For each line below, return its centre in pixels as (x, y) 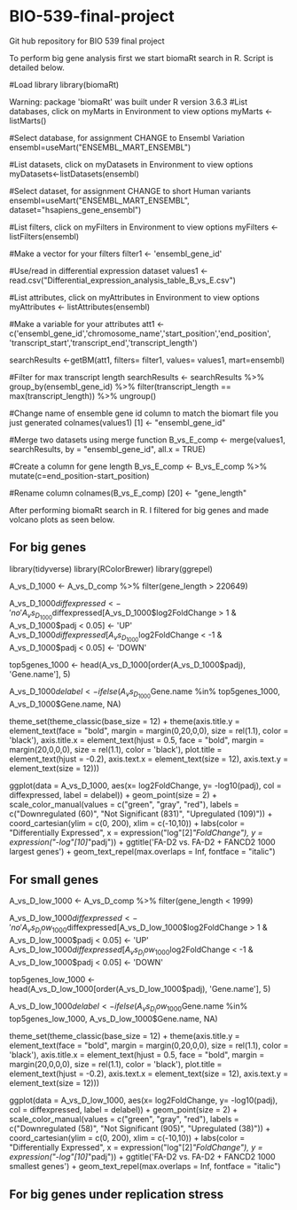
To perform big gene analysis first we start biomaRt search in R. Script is (141, 58)
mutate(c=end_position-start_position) (79, 475)
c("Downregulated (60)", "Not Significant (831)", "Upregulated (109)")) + (141, 814)
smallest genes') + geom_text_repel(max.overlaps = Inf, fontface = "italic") (145, 1167)
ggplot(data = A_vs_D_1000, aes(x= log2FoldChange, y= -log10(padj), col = (145, 785)
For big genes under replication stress (117, 1194)
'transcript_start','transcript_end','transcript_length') (103, 342)
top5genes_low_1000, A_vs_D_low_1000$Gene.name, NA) (114, 1019)
